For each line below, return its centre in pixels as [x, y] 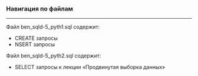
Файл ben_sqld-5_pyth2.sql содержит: [54, 56]
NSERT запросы [35, 44]
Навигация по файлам [40, 9]
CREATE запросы [36, 38]
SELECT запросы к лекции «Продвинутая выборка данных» [90, 67]
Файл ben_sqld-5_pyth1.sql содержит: [53, 27]
